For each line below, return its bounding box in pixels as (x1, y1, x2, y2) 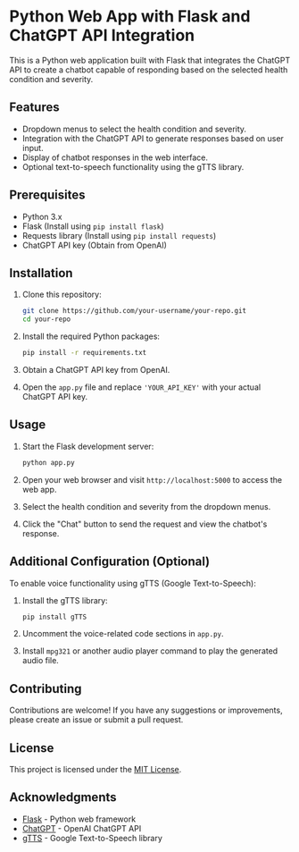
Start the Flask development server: (21, 441, 154, 451)
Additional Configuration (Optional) (9, 554, 211, 569)
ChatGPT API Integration (9, 25, 195, 46)
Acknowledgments (9, 789, 118, 806)
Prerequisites (9, 188, 86, 203)
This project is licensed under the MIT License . (9, 764, 182, 774)
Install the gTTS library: (21, 595, 109, 605)
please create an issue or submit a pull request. (9, 714, 184, 725)
